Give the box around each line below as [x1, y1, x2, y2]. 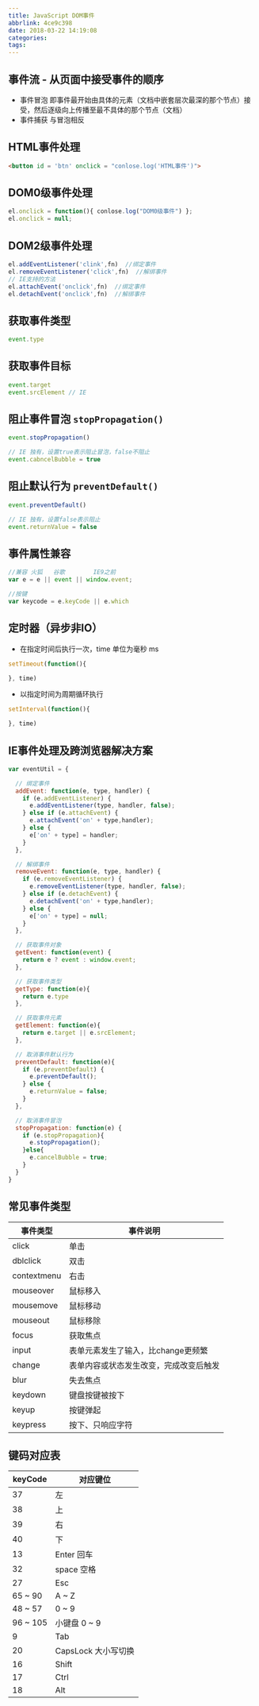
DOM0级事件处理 [8, 186, 93, 199]
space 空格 [55, 1564, 97, 1575]
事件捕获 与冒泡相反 [19, 114, 85, 124]
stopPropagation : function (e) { [15, 1124, 123, 1132]
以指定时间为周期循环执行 [19, 689, 104, 699]
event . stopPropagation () [8, 434, 90, 442]
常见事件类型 [8, 1200, 71, 1214]
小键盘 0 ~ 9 [55, 1618, 101, 1629]
